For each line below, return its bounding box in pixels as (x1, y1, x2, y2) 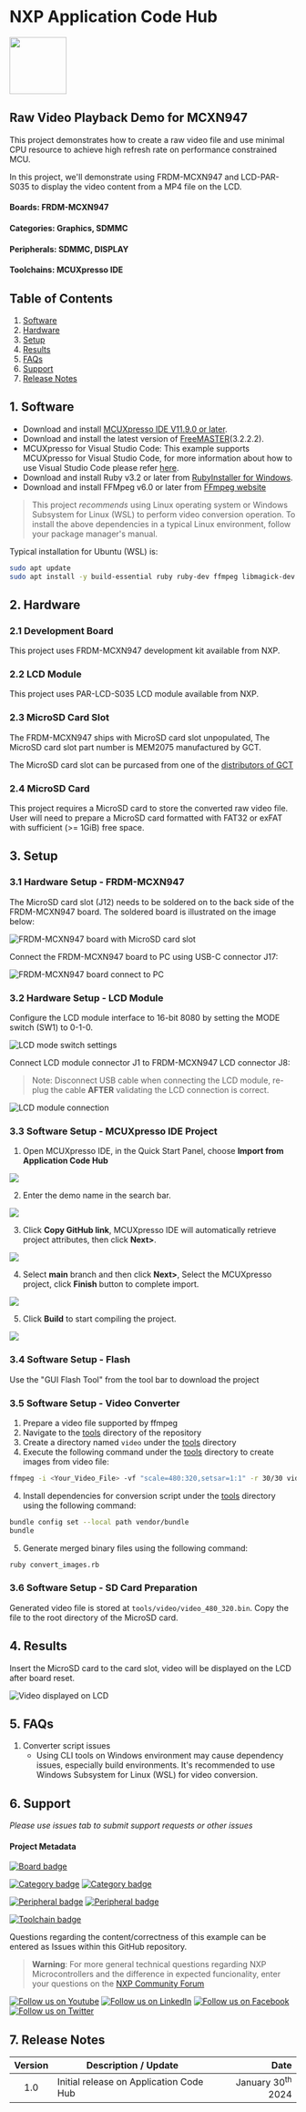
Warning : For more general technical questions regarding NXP (31, 1959, 267, 1970)
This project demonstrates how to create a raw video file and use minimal (9, 134, 285, 145)
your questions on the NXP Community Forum (31, 1978, 205, 1989)
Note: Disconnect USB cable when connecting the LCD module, (31, 1075, 271, 1086)
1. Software (9, 399, 75, 415)
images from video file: (22, 1455, 109, 1467)
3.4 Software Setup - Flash (9, 1353, 131, 1366)
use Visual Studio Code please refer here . (22, 462, 179, 473)
